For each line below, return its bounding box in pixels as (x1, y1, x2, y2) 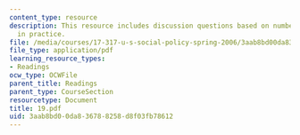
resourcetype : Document (9, 95, 98, 105)
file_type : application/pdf (9, 46, 114, 55)
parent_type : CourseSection (9, 87, 114, 96)
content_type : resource (9, 12, 98, 22)
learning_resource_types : (9, 54, 105, 63)
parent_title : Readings (9, 79, 98, 88)
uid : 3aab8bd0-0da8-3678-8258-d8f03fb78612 (9, 112, 174, 121)
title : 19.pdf (9, 104, 62, 113)
